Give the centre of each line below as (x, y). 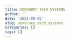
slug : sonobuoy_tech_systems (34, 23)
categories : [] (20, 28)
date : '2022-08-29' (24, 18)
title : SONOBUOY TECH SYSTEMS (35, 9)
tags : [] (14, 32)
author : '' (16, 14)
